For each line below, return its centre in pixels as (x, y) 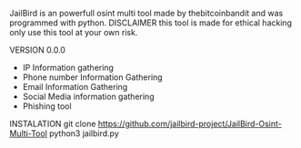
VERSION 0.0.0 (38, 50)
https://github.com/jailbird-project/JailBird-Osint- (190, 123)
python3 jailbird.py (84, 133)
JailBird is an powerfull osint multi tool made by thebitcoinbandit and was (146, 13)
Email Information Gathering (75, 87)
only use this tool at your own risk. (74, 32)
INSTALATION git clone (53, 123)
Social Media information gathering (88, 96)
